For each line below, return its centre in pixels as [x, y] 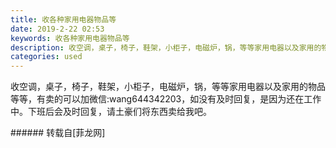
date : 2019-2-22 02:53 [57, 29]
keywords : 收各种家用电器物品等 [70, 38]
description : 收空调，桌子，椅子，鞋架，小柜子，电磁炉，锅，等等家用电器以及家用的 [166, 47]
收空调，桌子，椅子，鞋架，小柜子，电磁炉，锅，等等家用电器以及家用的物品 [168, 87]
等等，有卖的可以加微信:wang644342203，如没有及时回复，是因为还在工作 [166, 99]
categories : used [46, 57]
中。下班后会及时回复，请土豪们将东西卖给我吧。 [111, 112]
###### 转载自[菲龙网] [58, 133]
